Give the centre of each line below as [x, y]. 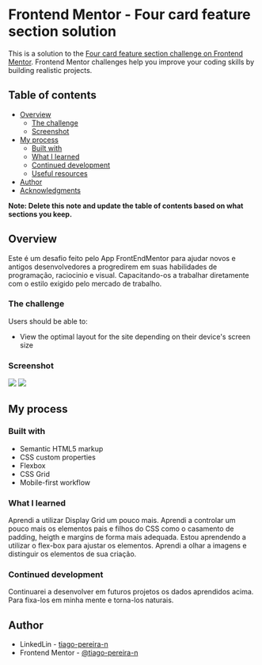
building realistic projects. [50, 70]
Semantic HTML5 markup [61, 448]
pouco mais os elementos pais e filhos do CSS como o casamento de [121, 529]
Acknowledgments [50, 190]
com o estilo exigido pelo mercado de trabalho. [85, 283]
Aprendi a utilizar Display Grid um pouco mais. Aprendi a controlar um [122, 521]
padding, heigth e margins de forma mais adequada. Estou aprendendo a [127, 537]
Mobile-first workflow [55, 482]
